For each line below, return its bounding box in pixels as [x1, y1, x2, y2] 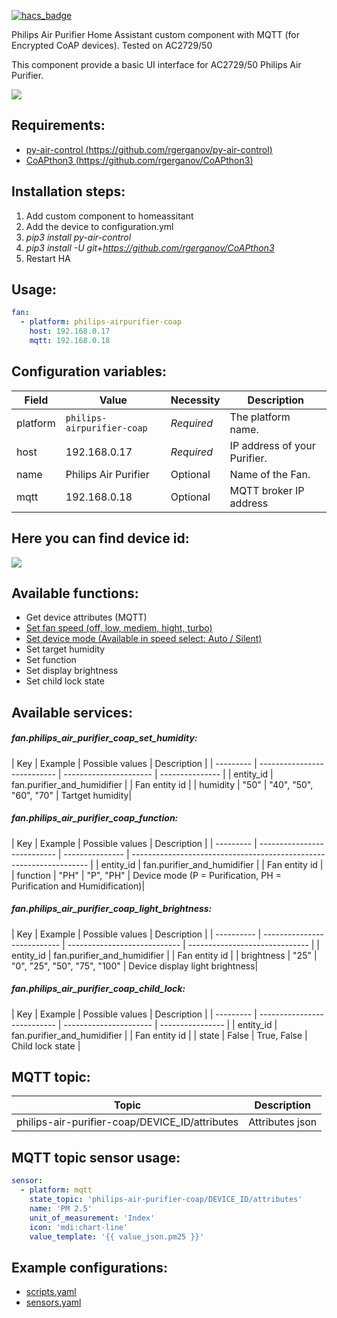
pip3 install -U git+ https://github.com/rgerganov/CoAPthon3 [25, 241, 275, 254]
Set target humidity [25, 643, 106, 655]
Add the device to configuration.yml [25, 220, 174, 232]
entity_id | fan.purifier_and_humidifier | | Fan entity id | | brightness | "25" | [11, 949, 318, 961]
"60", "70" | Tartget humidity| [11, 789, 133, 801]
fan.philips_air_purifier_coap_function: [11, 812, 179, 824]
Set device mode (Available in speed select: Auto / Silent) [25, 633, 263, 645]
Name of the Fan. [229, 467, 311, 481]
